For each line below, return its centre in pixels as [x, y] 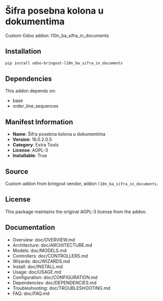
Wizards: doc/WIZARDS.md [41, 261]
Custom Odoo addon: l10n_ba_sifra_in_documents [57, 35]
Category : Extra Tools [36, 145]
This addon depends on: [31, 91]
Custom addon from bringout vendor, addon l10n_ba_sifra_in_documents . [82, 184]
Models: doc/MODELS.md [39, 250]
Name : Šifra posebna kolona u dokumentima [59, 134]
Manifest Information [39, 122]
